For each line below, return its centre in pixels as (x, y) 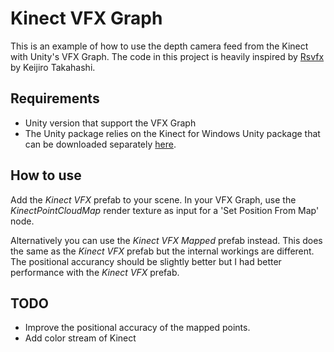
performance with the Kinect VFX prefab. (95, 272)
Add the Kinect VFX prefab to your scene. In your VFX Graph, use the (153, 199)
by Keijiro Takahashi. (53, 67)
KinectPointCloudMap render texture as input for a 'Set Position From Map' (165, 210)
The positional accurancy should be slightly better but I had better (146, 261)
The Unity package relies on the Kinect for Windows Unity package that (172, 133)
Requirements (55, 98)
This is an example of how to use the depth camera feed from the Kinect (159, 46)
